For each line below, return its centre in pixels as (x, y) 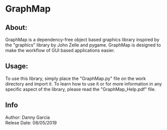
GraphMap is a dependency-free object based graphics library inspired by (82, 39)
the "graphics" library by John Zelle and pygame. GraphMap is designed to (83, 45)
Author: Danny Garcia (28, 117)
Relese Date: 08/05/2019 (31, 122)
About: (16, 28)
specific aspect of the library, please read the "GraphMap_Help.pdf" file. (80, 89)
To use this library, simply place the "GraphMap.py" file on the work (76, 78)
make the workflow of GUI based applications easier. (60, 50)
